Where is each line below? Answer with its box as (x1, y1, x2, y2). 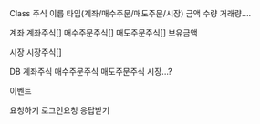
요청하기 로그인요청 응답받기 (9, 105, 110, 116)
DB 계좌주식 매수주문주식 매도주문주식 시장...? (9, 67, 172, 77)
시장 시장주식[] (9, 46, 62, 57)
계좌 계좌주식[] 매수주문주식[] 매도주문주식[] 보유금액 (9, 27, 198, 38)
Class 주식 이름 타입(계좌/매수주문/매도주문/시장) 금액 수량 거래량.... (9, 8, 252, 18)
